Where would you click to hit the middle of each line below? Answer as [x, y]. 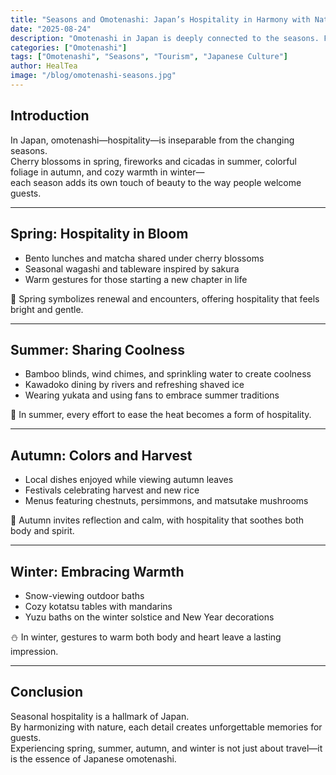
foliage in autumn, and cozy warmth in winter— [107, 172]
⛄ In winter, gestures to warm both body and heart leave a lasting [146, 637]
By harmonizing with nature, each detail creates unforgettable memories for [166, 727]
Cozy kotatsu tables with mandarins [98, 606]
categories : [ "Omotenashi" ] [69, 47]
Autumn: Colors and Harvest [101, 455]
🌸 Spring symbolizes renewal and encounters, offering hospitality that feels [165, 298]
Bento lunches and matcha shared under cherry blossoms [144, 258]
